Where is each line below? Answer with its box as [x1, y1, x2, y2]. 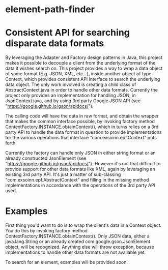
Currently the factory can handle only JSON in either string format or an [5, 150, 156, 156]
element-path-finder [5, 4, 95, 15]
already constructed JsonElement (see [5, 155, 87, 161]
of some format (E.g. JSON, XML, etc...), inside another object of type [5, 71, 152, 77]
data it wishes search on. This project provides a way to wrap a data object [5, 65, 163, 72]
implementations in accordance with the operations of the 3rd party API [5, 182, 156, 189]
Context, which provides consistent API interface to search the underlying [5, 76, 160, 82]
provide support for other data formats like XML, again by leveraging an [5, 166, 155, 172]
